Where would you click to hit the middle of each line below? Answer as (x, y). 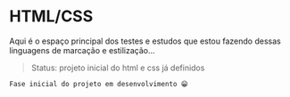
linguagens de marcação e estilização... (82, 50)
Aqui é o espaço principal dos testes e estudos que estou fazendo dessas (145, 41)
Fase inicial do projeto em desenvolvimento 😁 (99, 84)
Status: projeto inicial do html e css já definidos (118, 68)
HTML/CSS (51, 16)
